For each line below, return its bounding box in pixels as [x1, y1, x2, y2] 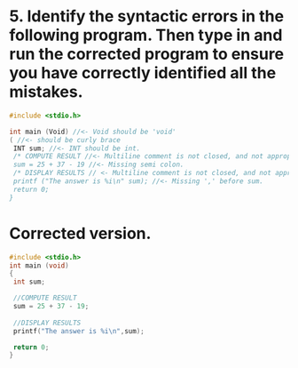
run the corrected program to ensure [9, 44, 285, 64]
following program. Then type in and [9, 25, 283, 45]
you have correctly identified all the [9, 63, 277, 84]
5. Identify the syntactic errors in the [9, 6, 285, 27]
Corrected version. [9, 223, 152, 244]
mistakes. [9, 82, 83, 102]
